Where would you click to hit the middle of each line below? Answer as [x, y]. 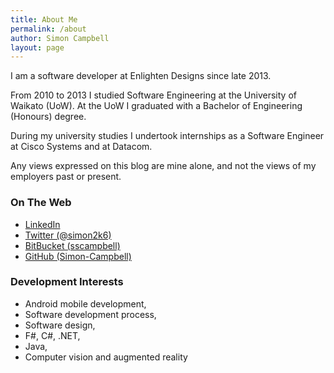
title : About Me [44, 19]
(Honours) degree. [48, 117]
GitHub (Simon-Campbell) [78, 256]
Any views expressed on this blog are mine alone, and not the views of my [163, 166]
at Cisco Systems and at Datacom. [81, 147]
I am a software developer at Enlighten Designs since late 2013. [141, 76]
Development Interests [67, 282]
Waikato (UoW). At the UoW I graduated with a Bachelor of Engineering [156, 106]
